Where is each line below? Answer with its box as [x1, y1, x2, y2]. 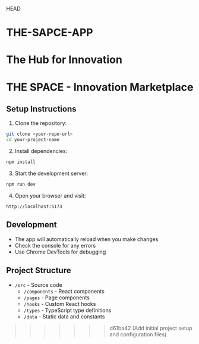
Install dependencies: [14, 148, 68, 155]
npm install [6, 159, 36, 165]
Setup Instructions [6, 104, 77, 114]
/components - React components [23, 287, 105, 295]
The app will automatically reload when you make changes [14, 235, 159, 243]
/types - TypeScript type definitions [23, 307, 112, 314]
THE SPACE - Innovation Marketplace [6, 80, 194, 94]
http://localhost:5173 [6, 204, 62, 209]
